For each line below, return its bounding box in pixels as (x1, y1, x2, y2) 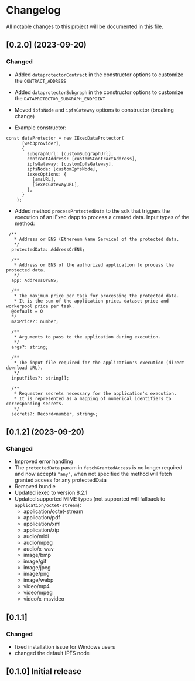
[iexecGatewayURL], (32, 182, 80, 187)
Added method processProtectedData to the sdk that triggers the (14, 207, 170, 214)
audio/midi (23, 533, 49, 540)
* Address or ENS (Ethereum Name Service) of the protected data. (13, 236, 180, 242)
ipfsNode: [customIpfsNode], (27, 166, 98, 172)
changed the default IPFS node (14, 650, 90, 656)
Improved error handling (14, 458, 73, 465)
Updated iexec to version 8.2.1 (14, 489, 88, 497)
